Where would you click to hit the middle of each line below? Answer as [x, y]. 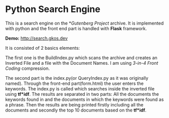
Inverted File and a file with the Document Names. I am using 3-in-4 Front [82, 63]
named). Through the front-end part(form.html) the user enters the [74, 83]
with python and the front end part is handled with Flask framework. [76, 28]
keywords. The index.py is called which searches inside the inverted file [80, 88]
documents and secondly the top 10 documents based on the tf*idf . [76, 110]
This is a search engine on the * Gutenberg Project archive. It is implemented [84, 23]
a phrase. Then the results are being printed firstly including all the [74, 104]
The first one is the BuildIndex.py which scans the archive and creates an [81, 57]
